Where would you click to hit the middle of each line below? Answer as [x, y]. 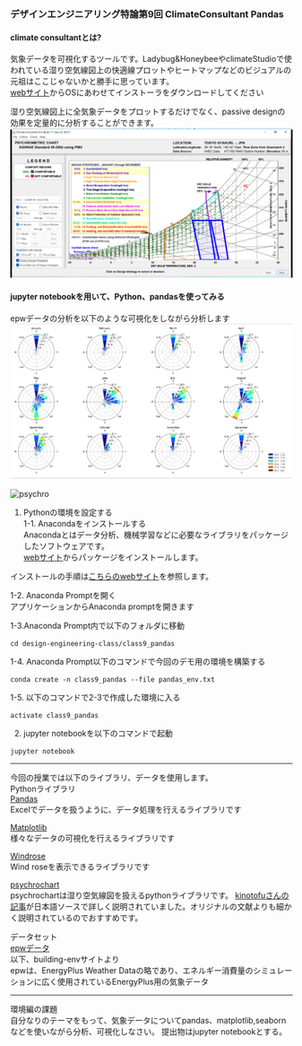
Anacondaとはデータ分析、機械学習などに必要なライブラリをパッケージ [156, 535]
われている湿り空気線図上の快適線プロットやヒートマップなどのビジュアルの [151, 70]
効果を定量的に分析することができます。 [85, 123]
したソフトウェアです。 [66, 546]
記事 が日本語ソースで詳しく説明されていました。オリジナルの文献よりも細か [151, 907]
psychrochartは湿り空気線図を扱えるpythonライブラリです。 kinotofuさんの [150, 895]
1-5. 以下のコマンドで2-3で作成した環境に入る [95, 698]
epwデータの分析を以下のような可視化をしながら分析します [120, 318]
